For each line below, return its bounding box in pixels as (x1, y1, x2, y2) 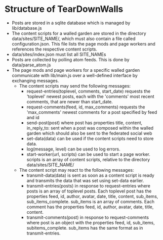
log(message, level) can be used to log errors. (26, 146, 121, 152)
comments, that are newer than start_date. (26, 98, 113, 104)
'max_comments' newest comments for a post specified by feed (26, 109, 158, 115)
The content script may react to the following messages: (19, 167, 134, 173)
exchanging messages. (11, 78, 59, 84)
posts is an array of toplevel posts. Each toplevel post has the (26, 188, 152, 194)
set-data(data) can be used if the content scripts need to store (26, 135, 154, 142)
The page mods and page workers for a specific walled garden (11, 67, 140, 73)
